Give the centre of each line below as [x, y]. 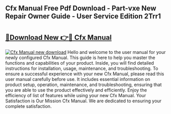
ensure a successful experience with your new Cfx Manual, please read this [85, 74]
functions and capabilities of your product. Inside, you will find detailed [80, 63]
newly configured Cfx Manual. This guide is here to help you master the [80, 58]
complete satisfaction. [28, 106]
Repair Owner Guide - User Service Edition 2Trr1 [83, 17]
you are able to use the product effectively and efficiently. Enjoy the [76, 90]
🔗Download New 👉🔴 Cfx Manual [59, 37]
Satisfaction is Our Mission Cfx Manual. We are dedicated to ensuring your [83, 101]
